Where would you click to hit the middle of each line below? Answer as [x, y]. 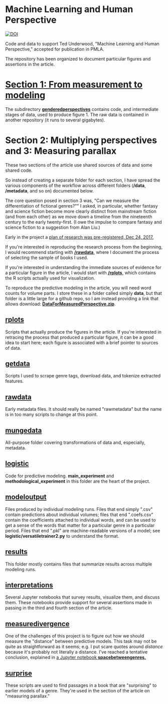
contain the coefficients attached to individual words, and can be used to [80, 520]
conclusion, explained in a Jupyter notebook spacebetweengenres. [76, 657]
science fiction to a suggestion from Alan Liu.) [53, 227]
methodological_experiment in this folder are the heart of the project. [78, 481]
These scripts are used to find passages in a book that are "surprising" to [81, 685]
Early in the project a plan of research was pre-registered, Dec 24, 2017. [79, 237]
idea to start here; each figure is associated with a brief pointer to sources [82, 342]
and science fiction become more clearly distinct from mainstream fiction [81, 211]
